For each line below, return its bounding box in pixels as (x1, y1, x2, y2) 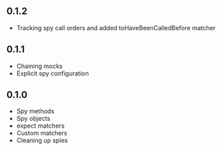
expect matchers (16, 121, 65, 130)
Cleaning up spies (16, 137, 68, 145)
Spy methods (16, 107, 55, 115)
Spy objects (16, 115, 51, 123)
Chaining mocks (16, 62, 63, 70)
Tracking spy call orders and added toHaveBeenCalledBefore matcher (16, 23, 216, 32)
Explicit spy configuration (16, 69, 89, 78)
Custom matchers (16, 129, 68, 137)
